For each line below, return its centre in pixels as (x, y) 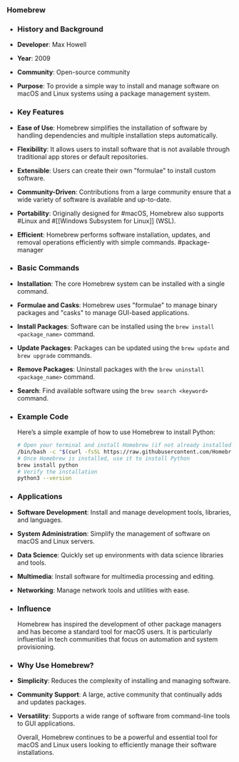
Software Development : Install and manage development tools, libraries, (124, 512)
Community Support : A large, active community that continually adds (119, 695)
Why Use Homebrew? (55, 665)
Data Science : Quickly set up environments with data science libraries (120, 555)
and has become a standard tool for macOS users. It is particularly (115, 632)
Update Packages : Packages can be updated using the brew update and (123, 348)
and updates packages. (51, 702)
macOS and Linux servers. (56, 541)
